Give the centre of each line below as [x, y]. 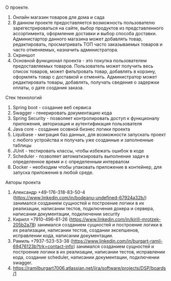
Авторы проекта [23, 182]
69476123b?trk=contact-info [43, 246]
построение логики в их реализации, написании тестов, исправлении [89, 252]
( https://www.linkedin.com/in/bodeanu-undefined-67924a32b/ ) [80, 198]
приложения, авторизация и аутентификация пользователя [77, 124]
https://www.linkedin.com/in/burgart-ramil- [117, 241]
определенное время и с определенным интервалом [71, 162]
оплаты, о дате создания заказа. [48, 88]
